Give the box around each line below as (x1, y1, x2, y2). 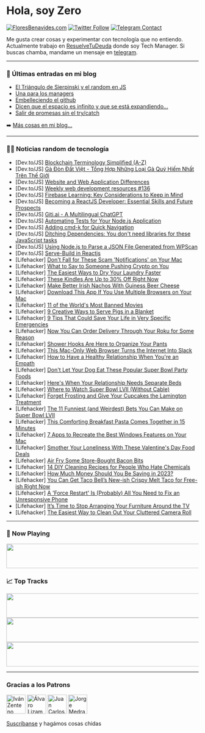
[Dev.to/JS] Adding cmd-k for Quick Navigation (15, 223, 134, 231)
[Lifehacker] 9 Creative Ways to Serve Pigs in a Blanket (15, 307, 154, 315)
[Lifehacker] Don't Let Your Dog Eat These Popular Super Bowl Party (15, 366, 188, 373)
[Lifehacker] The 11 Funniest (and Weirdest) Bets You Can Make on (15, 405, 183, 412)
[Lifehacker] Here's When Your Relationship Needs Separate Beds (15, 379, 182, 386)
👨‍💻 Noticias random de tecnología (6, 145, 109, 153)
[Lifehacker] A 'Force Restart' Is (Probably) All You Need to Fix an (15, 489, 180, 496)
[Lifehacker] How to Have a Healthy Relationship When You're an (15, 353, 179, 360)
